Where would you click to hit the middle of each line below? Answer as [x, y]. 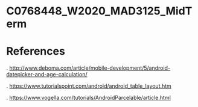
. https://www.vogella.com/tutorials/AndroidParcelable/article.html [88, 98]
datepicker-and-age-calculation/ [47, 75]
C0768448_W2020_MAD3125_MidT [99, 11]
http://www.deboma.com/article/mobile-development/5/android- [90, 68]
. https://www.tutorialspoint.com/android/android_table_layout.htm [89, 86]
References [36, 51]
